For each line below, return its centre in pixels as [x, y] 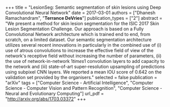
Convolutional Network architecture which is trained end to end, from [78, 34]
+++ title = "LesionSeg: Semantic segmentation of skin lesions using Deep [83, 7]
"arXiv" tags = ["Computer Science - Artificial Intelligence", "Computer [79, 83]
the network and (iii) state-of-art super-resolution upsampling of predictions [85, 66]
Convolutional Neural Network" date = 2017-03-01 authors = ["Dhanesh [80, 13]
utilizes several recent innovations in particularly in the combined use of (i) [83, 45]
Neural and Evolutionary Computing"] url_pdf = [55, 94]
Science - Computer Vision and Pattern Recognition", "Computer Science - [84, 88]
